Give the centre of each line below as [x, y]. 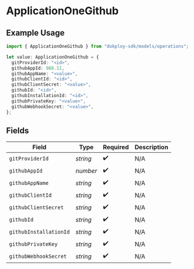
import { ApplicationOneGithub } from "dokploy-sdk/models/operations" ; [98, 46]
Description [151, 148]
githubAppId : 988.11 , [38, 68]
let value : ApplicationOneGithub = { [53, 57]
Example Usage [35, 33]
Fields [18, 131]
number [86, 171]
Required [116, 148]
